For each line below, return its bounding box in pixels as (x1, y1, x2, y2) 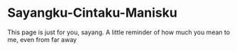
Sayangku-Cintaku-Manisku (7, 5, 177, 21)
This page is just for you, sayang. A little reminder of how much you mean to (7, 28, 231, 36)
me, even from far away (7, 35, 77, 43)
